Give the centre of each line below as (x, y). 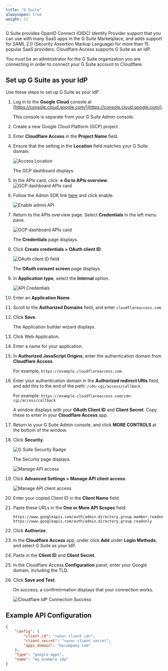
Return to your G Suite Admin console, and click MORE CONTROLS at (84, 425)
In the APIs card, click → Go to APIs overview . (60, 180)
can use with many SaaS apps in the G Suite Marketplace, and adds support (84, 39)
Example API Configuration (49, 615)
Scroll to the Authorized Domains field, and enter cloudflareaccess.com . (87, 307)
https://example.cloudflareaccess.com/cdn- (87, 396)
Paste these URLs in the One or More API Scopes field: (70, 508)
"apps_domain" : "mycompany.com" (57, 645)
